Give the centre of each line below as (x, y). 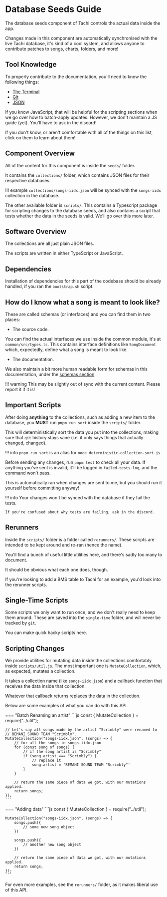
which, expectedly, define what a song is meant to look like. (67, 350)
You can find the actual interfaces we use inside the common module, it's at (83, 339)
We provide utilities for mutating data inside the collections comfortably (79, 661)
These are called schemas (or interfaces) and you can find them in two (78, 314)
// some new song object (49, 827)
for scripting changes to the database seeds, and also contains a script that (83, 210)
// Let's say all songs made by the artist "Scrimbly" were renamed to (81, 730)
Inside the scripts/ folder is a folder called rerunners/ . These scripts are (80, 539)
